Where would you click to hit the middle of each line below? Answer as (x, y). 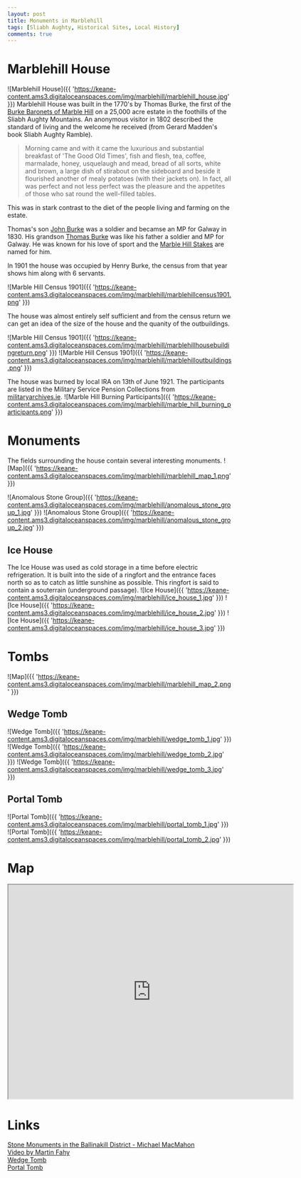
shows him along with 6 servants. (57, 273)
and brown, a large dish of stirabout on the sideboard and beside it (122, 171)
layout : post (27, 14)
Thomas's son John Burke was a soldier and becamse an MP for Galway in (117, 229)
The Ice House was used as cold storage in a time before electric (103, 567)
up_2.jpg (20, 528)
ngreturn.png (27, 353)
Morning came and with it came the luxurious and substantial (114, 148)
